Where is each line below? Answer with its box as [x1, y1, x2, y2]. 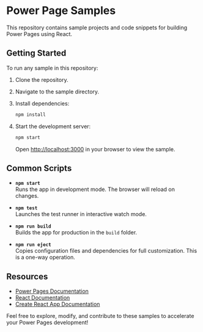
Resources [6, 271, 48, 281]
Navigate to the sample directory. [15, 88, 100, 95]
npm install [15, 111, 46, 118]
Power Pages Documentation [15, 287, 89, 295]
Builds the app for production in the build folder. [15, 229, 138, 236]
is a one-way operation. [15, 254, 75, 261]
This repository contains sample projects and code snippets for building [6, 24, 188, 31]
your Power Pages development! [6, 319, 89, 327]
